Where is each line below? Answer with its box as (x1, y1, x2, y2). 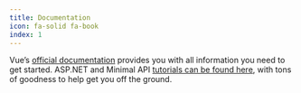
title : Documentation (9, 13, 91, 23)
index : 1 (9, 30, 42, 39)
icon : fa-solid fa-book (9, 22, 99, 31)
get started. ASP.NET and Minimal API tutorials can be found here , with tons (9, 64, 292, 75)
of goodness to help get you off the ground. (9, 74, 173, 85)
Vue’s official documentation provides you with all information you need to (9, 55, 286, 66)
